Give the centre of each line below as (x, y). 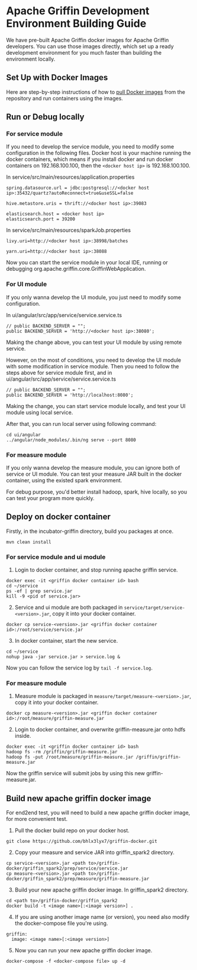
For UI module (27, 285)
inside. (23, 736)
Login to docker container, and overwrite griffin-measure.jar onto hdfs (100, 729)
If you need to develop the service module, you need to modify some (90, 147)
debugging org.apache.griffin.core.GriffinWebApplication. (76, 269)
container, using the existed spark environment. (64, 481)
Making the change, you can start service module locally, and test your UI (96, 406)
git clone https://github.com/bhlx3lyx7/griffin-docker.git (82, 842)
